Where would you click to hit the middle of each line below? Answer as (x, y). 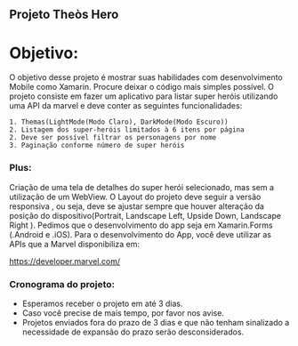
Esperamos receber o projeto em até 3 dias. (103, 303)
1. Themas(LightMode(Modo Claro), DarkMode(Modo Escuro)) (119, 122)
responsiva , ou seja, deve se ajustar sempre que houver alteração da (137, 206)
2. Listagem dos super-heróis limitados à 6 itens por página (127, 130)
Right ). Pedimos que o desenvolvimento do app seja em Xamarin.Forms (141, 225)
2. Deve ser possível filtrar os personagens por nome (113, 138)
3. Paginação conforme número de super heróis (97, 146)
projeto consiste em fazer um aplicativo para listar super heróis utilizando (144, 96)
